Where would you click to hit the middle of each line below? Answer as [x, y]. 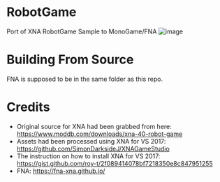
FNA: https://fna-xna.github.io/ [61, 171]
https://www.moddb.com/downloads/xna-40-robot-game [100, 134]
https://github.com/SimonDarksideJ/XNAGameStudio [93, 149]
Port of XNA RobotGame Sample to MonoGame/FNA [82, 31]
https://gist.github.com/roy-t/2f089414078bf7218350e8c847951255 [115, 163]
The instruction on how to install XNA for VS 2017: [88, 156]
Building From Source [70, 60]
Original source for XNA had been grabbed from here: [94, 126]
